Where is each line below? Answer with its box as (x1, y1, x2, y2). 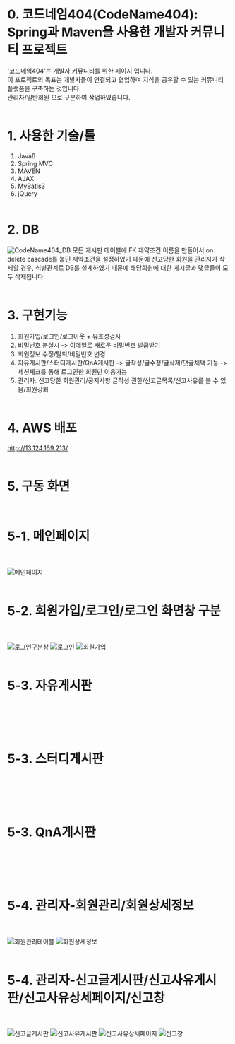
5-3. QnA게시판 (7, 824, 97, 840)
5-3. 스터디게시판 (7, 751, 104, 767)
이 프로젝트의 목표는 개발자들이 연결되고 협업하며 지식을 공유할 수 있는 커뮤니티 (7, 75, 224, 83)
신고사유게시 (147, 972, 217, 988)
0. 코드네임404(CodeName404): (7, 6, 199, 23)
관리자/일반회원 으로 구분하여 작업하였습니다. (7, 93, 131, 101)
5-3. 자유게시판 (7, 677, 92, 693)
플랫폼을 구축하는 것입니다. (7, 84, 81, 93)
